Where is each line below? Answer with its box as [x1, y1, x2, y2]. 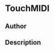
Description [5, 38, 41, 46]
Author [5, 22, 27, 30]
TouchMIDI [5, 3, 50, 14]
